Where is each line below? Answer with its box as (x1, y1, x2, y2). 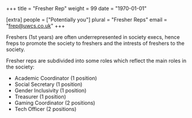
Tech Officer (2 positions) (14, 106, 77, 112)
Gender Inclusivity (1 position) (14, 87, 87, 94)
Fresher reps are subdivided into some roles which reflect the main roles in (6, 58, 187, 64)
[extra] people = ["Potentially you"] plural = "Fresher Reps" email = (6, 16, 168, 23)
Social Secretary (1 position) (14, 81, 83, 88)
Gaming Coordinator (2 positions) (14, 99, 95, 106)
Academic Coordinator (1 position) (14, 75, 98, 81)
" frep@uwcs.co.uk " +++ (6, 23, 66, 29)
